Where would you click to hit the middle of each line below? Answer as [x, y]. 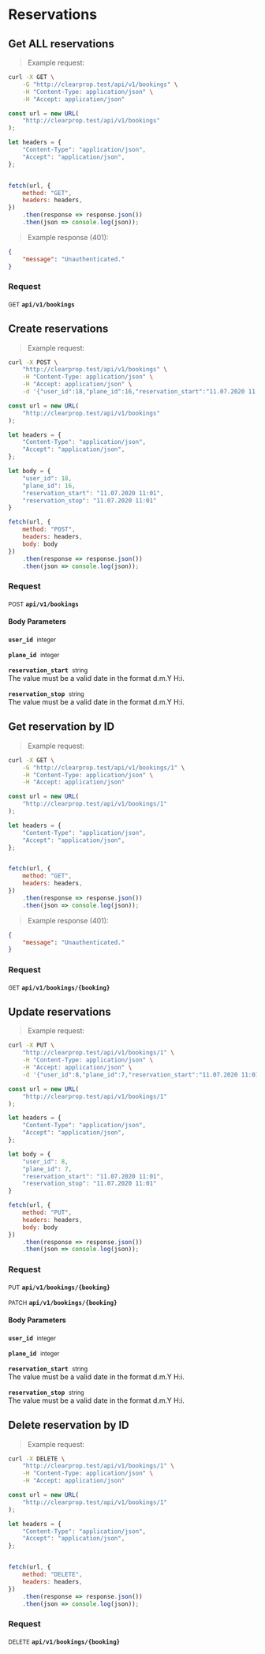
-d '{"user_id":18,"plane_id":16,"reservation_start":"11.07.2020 [134, 392]
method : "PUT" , [47, 1213]
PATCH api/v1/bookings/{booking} [63, 1303]
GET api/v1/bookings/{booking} [59, 988]
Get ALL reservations [61, 44]
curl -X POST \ [33, 362]
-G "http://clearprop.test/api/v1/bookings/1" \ [104, 768]
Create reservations [58, 329]
